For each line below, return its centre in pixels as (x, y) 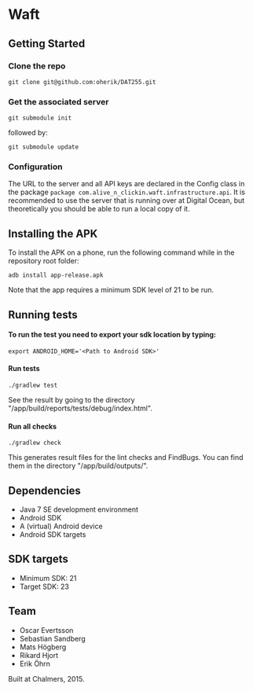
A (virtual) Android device (61, 526)
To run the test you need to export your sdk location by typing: (112, 335)
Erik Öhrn (35, 663)
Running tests (43, 315)
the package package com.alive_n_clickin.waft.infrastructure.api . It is (127, 192)
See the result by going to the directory (71, 400)
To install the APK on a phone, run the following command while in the (121, 252)
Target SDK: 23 (44, 586)
